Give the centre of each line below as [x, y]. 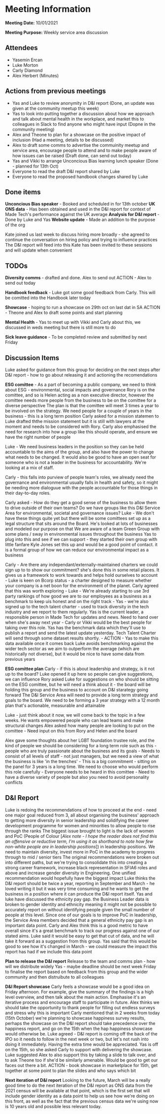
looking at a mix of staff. [30, 468]
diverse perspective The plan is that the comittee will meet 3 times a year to [82, 406]
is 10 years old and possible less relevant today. [53, 1106]
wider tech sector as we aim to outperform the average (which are [72, 649]
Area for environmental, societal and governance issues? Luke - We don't [80, 513]
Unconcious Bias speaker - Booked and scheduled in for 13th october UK [80, 204]
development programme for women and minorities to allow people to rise [80, 825]
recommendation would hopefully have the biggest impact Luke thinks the [80, 878]
